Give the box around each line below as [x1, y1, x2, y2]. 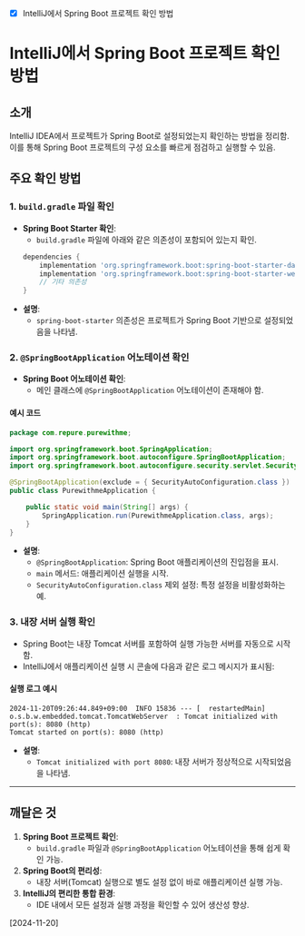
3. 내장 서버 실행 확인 [9, 616, 96, 628]
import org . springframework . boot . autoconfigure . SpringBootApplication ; [9, 453, 286, 462]
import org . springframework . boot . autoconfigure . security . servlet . [9, 461, 266, 470]
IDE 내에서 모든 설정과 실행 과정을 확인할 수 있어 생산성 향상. [35, 899, 250, 910]
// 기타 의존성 [39, 278, 87, 287]
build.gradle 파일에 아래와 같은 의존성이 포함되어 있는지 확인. [35, 234, 257, 245]
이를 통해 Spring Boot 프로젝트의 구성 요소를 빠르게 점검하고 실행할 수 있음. [9, 142, 276, 153]
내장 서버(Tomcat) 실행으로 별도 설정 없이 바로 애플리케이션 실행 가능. [35, 876, 283, 887]
